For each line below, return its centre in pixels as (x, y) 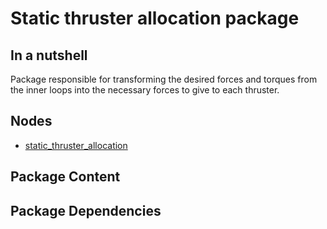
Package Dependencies (86, 210)
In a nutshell (49, 55)
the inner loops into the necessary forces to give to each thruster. (145, 90)
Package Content (65, 177)
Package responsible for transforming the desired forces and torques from (164, 79)
